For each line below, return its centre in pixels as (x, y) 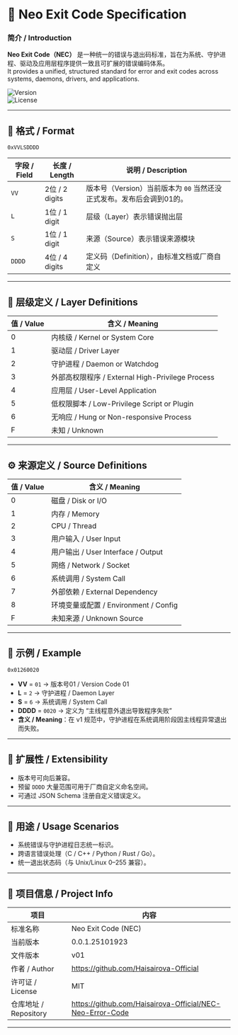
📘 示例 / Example (44, 653)
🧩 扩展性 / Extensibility (58, 759)
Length (62, 175)
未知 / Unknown (77, 430)
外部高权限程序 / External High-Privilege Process (132, 377)
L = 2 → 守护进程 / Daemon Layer (66, 692)
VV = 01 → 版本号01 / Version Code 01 (73, 684)
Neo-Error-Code (100, 1013)
